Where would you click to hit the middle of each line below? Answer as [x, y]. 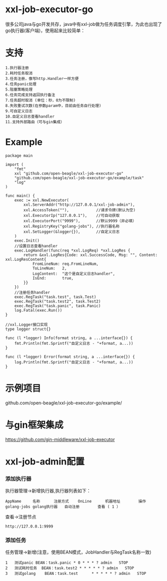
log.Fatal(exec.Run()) [38, 310]
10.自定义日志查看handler [30, 116]
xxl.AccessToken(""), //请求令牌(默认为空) [80, 210]
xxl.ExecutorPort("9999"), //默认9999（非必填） [80, 221]
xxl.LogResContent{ [26, 259]
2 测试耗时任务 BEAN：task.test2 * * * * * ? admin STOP [70, 568]
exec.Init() [27, 240]
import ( [14, 164]
